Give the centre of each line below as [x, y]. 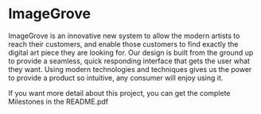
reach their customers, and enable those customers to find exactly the [123, 44]
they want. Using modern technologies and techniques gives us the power [130, 69]
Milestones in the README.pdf [58, 101]
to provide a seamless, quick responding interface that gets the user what [129, 61]
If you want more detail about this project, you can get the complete [119, 93]
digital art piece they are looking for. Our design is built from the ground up [131, 52]
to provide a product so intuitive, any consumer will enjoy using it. [116, 78]
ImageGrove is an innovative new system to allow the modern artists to [124, 36]
